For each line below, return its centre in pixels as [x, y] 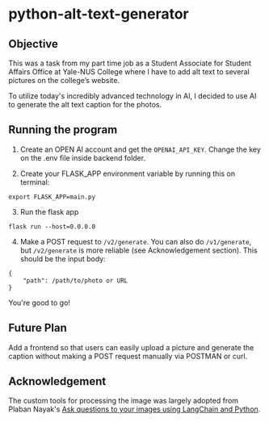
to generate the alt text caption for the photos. [85, 104]
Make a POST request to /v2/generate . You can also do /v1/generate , [136, 241]
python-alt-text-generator [99, 14]
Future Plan [38, 328]
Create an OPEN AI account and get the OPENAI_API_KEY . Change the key [140, 149]
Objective [34, 44]
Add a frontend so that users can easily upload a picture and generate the [131, 347]
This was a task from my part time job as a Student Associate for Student [130, 63]
